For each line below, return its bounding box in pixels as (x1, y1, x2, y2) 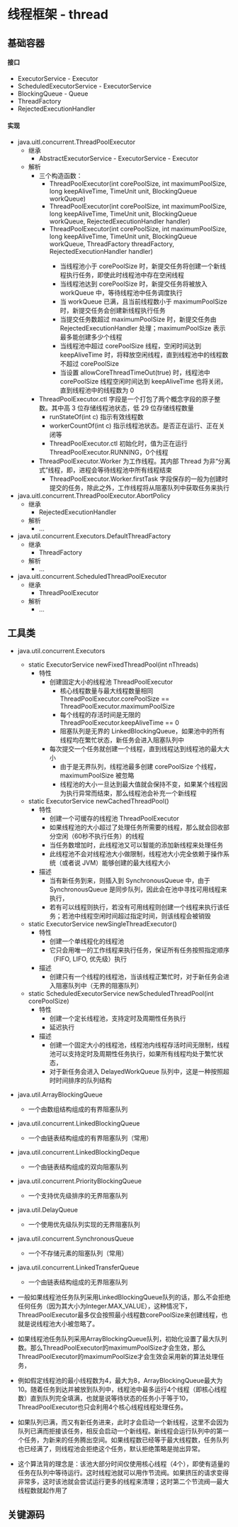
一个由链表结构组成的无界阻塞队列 (28, 1277, 128, 1286)
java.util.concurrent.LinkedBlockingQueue (17, 1118, 140, 1128)
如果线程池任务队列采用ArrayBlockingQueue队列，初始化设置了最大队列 (17, 1334, 228, 1343)
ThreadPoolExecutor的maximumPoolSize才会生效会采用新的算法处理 (17, 1352, 218, 1360)
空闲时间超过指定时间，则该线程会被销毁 (93, 911, 211, 920)
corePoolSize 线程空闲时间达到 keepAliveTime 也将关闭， (59, 377, 227, 385)
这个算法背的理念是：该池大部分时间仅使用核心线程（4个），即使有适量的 (17, 1459, 230, 1468)
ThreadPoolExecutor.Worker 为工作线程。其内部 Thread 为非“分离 (38, 457, 231, 465)
